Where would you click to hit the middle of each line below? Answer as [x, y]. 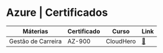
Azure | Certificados [57, 13]
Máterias [35, 31]
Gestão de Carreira [35, 41]
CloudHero [121, 41]
